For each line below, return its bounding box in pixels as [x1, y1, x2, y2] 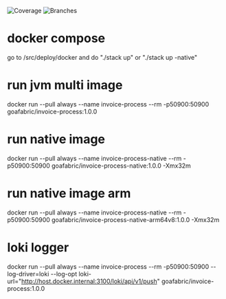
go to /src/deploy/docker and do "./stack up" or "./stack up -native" [7, 53, 198, 61]
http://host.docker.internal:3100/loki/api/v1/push [21, 277, 157, 285]
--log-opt [50, 269, 78, 278]
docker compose [7, 31, 106, 46]
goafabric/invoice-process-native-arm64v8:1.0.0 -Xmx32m [51, 215, 220, 223]
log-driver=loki [7, 269, 49, 278]
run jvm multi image [7, 78, 123, 93]
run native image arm [7, 186, 131, 201]
